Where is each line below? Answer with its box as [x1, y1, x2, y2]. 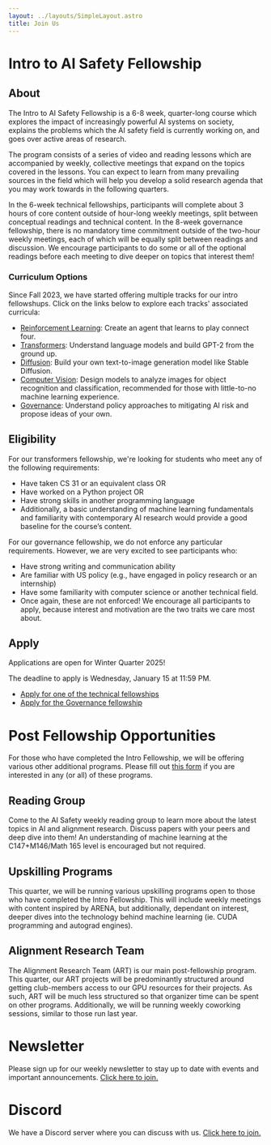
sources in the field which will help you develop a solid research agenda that [8, 175, 264, 185]
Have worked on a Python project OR [19, 487, 144, 497]
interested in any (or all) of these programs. [8, 771, 153, 780]
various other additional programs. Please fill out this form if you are [8, 762, 235, 771]
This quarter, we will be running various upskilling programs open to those [8, 886, 256, 895]
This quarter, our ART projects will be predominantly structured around [8, 974, 244, 984]
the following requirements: [8, 463, 100, 472]
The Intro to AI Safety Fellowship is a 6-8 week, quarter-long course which [8, 108, 257, 117]
